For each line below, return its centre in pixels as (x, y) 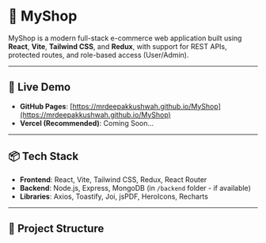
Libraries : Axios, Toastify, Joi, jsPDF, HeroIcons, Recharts (114, 196)
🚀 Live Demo (40, 87)
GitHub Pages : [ (46, 106)
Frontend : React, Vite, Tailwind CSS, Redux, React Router (113, 179)
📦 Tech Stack (44, 156)
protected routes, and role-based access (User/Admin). (99, 55)
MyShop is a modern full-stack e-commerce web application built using (125, 38)
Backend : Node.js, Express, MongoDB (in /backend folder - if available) (135, 188)
